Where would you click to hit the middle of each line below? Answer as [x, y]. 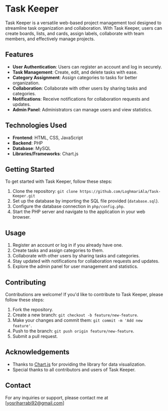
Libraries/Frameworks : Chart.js [45, 154]
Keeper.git [24, 196]
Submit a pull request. [35, 336]
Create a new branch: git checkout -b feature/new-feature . [75, 315]
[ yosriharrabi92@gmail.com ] [35, 403]
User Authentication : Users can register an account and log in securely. [87, 66]
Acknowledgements [37, 352]
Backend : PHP [28, 143]
